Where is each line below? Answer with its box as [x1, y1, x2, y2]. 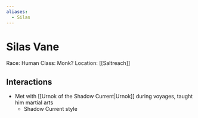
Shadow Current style [23, 105, 78, 113]
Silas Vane [6, 40, 60, 54]
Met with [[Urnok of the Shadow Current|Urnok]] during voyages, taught [14, 93, 193, 100]
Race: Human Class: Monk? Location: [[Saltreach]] [6, 60, 131, 67]
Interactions [6, 77, 52, 87]
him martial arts [14, 99, 54, 106]
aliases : [6, 8, 28, 15]
